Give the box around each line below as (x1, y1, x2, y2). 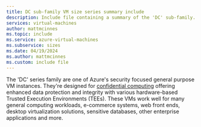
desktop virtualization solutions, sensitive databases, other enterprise (6, 108, 179, 115)
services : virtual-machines (6, 20, 77, 26)
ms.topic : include (6, 31, 53, 37)
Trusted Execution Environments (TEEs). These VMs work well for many (6, 94, 185, 102)
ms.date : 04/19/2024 (6, 48, 59, 54)
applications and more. (6, 114, 63, 121)
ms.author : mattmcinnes (6, 54, 66, 60)
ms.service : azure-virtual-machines (6, 37, 98, 43)
